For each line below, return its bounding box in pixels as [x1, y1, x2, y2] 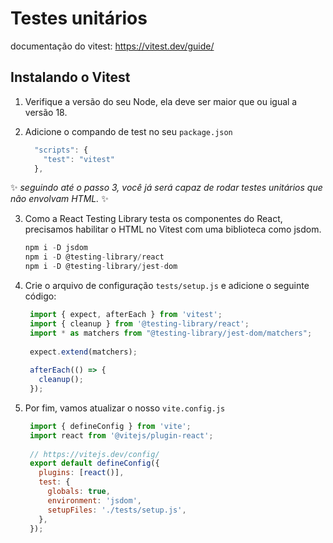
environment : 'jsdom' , [47, 495, 142, 506]
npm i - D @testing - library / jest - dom [24, 262, 178, 272]
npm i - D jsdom [24, 243, 89, 253]
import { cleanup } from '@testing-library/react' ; [29, 318, 250, 329]
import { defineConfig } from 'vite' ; [29, 421, 192, 431]
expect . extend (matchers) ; [29, 347, 138, 357]
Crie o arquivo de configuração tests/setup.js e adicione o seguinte [24, 280, 310, 291]
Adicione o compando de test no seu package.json [24, 125, 233, 137]
